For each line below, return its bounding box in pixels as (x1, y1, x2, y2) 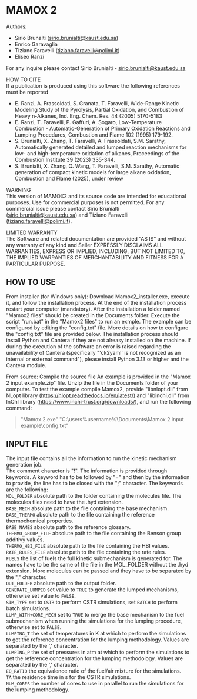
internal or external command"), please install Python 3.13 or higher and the (6, 355, 189, 362)
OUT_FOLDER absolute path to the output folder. (6, 580, 116, 587)
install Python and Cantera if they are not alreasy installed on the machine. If (6, 337, 191, 344)
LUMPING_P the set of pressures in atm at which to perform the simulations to (6, 648, 190, 655)
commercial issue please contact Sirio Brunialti (6, 205, 119, 212)
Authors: (6, 23, 27, 30)
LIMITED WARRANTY (6, 229, 58, 236)
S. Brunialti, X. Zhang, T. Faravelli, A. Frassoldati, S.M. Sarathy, (14, 137, 166, 144)
